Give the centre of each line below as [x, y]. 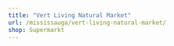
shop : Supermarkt [36, 30]
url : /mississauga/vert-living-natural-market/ [87, 23]
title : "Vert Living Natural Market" [70, 15]
